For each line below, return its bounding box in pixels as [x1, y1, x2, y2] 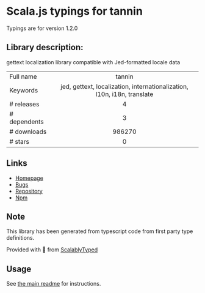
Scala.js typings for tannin [6, 4, 143, 18]
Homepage [15, 174, 44, 182]
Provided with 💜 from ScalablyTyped [6, 246, 98, 253]
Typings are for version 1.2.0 [6, 24, 78, 32]
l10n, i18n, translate [95, 90, 154, 98]
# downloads [9, 127, 47, 136]
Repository [15, 187, 43, 195]
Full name [9, 72, 38, 81]
